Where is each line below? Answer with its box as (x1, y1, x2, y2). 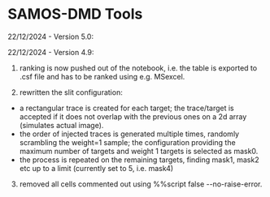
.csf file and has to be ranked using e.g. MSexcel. (19, 71, 185, 81)
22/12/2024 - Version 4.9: (7, 47, 94, 57)
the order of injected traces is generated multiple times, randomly (19, 129, 240, 139)
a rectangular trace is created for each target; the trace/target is (19, 103, 234, 113)
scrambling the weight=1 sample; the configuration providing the (19, 137, 237, 147)
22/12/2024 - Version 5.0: (7, 32, 94, 41)
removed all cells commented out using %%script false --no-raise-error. (19, 179, 263, 189)
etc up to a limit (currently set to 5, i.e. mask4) (19, 163, 174, 173)
